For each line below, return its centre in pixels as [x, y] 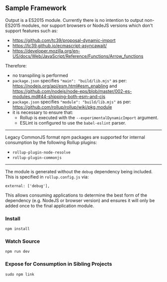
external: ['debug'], [28, 186]
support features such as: [32, 31]
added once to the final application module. [50, 206]
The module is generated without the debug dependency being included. [79, 171]
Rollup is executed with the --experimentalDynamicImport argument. [89, 117]
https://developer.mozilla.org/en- [46, 51]
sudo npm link [20, 274]
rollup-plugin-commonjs [37, 158]
